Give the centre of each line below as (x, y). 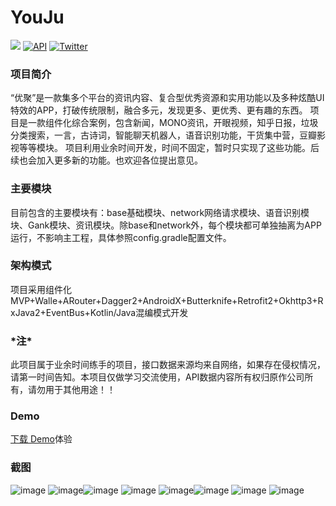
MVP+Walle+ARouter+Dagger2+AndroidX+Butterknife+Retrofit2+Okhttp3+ (164, 300)
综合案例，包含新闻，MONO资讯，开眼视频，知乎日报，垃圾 (195, 123)
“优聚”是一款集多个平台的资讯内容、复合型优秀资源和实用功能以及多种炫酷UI (167, 98)
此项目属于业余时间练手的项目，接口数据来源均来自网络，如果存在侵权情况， (168, 365)
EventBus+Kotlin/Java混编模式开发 (117, 312)
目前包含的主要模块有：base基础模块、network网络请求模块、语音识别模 (160, 212)
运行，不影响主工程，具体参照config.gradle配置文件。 (121, 237)
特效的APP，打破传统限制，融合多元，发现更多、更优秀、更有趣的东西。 (159, 110)
